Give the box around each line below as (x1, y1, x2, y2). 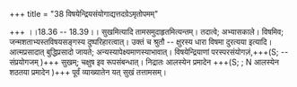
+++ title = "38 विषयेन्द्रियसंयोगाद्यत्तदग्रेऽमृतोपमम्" (9, 9, 159, 19)
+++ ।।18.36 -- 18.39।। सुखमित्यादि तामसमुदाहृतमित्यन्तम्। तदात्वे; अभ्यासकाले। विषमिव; (9, 27, 284, 37)
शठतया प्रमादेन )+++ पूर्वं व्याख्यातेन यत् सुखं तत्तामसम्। (9, 67, 168, 77)
